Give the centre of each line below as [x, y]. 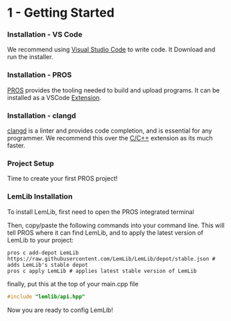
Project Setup [31, 163]
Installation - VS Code [45, 35]
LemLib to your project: [41, 240]
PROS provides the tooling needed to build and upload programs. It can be [113, 90]
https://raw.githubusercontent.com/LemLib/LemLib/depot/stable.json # [111, 258]
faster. [16, 146]
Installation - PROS [40, 75]
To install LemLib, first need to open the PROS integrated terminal [101, 212]
